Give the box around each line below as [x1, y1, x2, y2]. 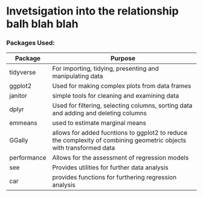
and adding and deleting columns [52, 109, 147, 117]
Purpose [111, 54, 136, 63]
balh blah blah [6, 17, 79, 31]
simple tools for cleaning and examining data [52, 92, 179, 100]
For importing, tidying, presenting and [52, 65, 159, 73]
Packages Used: [6, 39, 56, 47]
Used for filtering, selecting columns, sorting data [52, 102, 193, 110]
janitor [9, 92, 27, 100]
